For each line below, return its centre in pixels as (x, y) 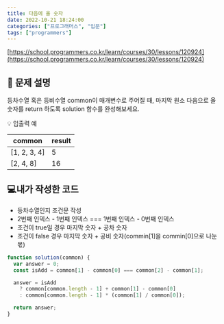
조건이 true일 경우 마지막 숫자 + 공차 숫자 (72, 227)
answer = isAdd (35, 283)
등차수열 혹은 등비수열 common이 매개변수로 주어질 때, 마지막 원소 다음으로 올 (112, 101)
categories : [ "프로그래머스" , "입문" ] (57, 26)
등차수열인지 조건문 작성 (49, 210)
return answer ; (35, 308)
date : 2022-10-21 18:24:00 (46, 20)
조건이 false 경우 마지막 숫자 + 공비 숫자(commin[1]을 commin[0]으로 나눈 (117, 236)
